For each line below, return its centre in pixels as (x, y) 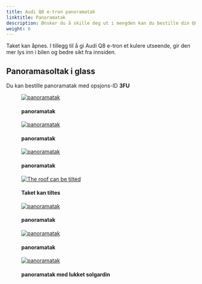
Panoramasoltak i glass (51, 71)
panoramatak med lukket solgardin (66, 274)
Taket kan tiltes (41, 193)
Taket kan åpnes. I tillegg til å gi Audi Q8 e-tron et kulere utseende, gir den (98, 46)
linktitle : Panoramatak (36, 17)
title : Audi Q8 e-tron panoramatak (51, 12)
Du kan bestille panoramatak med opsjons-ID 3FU (68, 86)
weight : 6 (19, 29)
